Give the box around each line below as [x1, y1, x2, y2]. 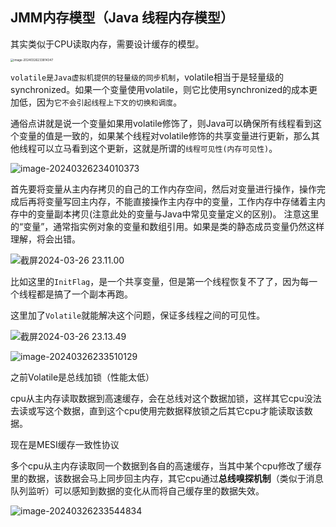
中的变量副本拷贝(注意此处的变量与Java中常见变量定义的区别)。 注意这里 [18, 208, 320, 220]
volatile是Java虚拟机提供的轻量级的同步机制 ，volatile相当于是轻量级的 [10, 71, 285, 83]
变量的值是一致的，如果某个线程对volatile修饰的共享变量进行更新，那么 [18, 130, 312, 142]
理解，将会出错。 [10, 233, 81, 245]
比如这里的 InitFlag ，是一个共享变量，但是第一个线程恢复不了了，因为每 [10, 276, 310, 288]
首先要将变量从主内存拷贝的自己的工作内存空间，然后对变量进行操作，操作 [10, 183, 317, 195]
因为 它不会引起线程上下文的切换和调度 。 [36, 96, 183, 108]
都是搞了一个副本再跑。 [36, 288, 133, 300]
